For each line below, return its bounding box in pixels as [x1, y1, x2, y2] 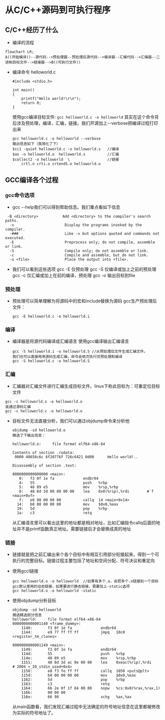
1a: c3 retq [17, 510, 92, 515]
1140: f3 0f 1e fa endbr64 [21, 626, 117, 630]
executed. [5, 235, 26, 240]
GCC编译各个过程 [5, 176, 59, 185]
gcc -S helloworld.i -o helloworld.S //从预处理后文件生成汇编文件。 [12, 349, 148, 354]
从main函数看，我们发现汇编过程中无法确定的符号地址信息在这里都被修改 [12, 703, 161, 709]
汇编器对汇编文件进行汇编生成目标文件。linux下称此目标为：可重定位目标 [12, 383, 160, 389]
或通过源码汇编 [5, 404, 31, 409]
